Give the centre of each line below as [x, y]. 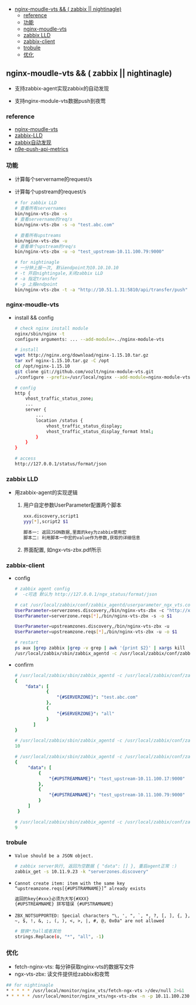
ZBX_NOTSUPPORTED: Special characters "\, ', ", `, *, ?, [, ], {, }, [102, 916]
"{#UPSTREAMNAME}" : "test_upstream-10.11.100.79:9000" [117, 795]
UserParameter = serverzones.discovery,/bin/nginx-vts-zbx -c [89, 610]
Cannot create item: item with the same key [70, 883]
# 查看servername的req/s [44, 220]
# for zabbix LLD [36, 203]
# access [25, 458]
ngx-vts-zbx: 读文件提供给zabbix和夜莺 [62, 974]
